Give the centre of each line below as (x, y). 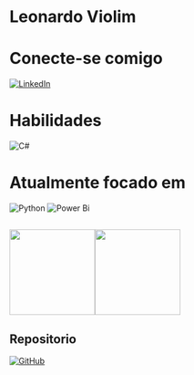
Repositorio (43, 339)
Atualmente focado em (98, 183)
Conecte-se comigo (86, 59)
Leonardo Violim (73, 17)
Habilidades (56, 121)
